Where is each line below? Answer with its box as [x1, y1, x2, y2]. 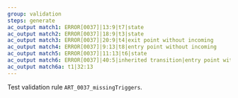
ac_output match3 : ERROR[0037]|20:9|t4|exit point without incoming [7, 37, 214, 44]
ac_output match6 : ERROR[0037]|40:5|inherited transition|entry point [7, 57, 220, 64]
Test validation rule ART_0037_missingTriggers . [7, 82, 143, 91]
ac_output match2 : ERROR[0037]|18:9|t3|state [7, 30, 144, 38]
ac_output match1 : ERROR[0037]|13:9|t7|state [7, 23, 144, 31]
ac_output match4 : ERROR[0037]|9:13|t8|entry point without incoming [7, 43, 217, 50]
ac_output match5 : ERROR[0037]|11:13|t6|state [7, 50, 147, 58]
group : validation [7, 10, 62, 18]
